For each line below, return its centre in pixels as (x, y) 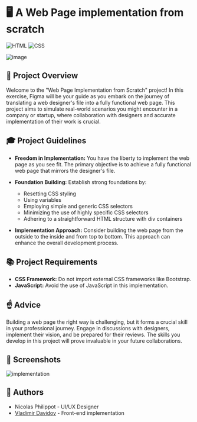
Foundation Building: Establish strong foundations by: (81, 182)
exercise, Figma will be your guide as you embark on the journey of (88, 96)
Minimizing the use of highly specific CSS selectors (86, 212)
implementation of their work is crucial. (54, 121)
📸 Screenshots (34, 360)
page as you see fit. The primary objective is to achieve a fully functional (103, 164)
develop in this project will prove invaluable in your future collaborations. (94, 341)
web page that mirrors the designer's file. (65, 170)
